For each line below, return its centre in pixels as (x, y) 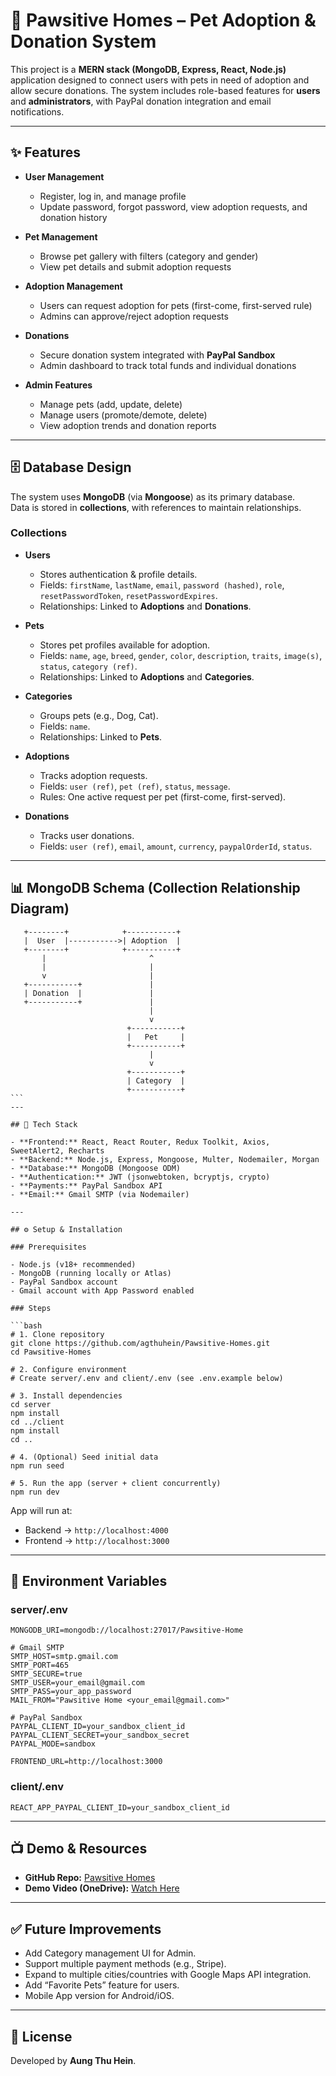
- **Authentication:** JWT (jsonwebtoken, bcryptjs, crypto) (140, 1177)
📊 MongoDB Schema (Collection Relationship (155, 888)
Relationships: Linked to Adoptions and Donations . (145, 606)
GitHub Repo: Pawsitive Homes (90, 1878)
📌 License (41, 2036)
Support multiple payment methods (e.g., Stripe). (125, 1964)
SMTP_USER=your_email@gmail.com (77, 1683)
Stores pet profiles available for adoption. (125, 645)
